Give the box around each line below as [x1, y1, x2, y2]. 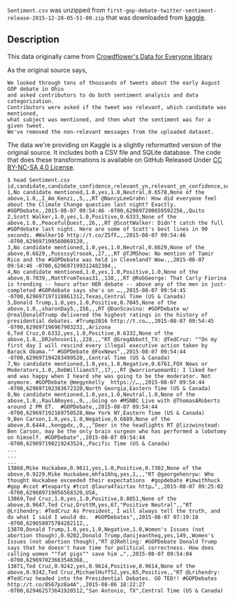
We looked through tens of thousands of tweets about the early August [7, 79, 220, 86]
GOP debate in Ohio [7, 85, 64, 92]
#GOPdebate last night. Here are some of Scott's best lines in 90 [7, 226, 208, 233]
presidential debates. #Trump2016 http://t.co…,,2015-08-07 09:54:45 [7, 317, 215, 324]
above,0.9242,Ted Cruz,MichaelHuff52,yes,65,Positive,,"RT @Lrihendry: [7, 569, 220, 576]
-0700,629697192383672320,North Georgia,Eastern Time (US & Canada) [7, 385, 211, 392]
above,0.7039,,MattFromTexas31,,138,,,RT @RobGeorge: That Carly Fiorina [7, 275, 227, 282]
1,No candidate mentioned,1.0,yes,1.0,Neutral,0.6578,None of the [7, 188, 205, 195]
